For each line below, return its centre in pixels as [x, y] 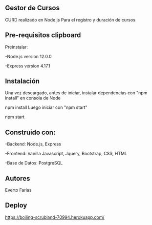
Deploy [16, 205]
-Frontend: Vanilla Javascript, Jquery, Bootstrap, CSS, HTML [66, 154]
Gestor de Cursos [33, 8]
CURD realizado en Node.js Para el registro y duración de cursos [70, 20]
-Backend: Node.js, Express [33, 144]
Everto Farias [18, 190]
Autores [18, 178]
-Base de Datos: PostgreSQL [34, 163]
